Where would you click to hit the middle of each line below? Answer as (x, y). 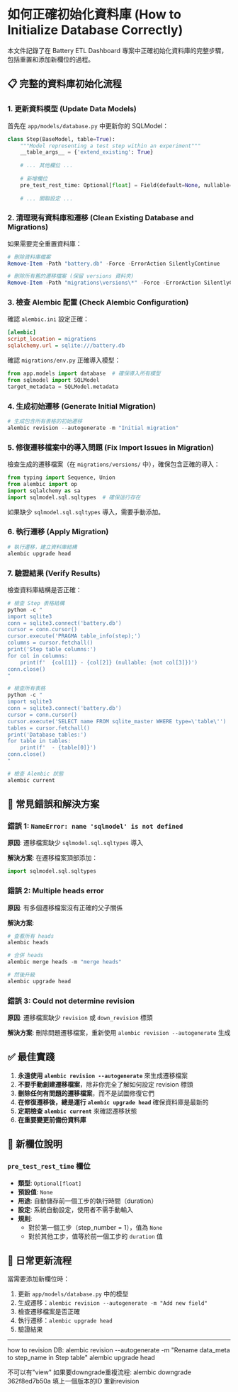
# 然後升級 (21, 975)
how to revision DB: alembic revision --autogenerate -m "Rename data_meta (119, 1350)
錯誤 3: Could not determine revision (71, 1001)
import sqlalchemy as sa (44, 491)
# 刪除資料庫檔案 (29, 257)
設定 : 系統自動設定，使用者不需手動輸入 (75, 1209)
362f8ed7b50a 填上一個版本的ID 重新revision (73, 1381)
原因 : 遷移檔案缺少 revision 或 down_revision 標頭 (80, 1018)
